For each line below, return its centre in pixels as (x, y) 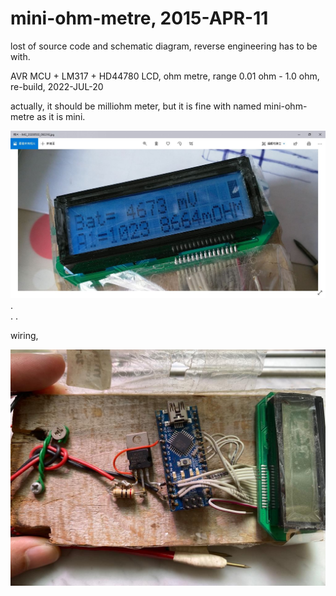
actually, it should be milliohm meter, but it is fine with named (136, 106)
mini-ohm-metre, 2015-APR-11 (139, 18)
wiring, (24, 336)
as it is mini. (61, 116)
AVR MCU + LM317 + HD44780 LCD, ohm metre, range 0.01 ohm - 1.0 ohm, (165, 76)
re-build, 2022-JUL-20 (57, 86)
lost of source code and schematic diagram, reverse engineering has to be (164, 46)
